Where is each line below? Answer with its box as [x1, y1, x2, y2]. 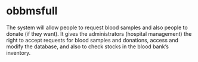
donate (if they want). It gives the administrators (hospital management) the [6, 30, 192, 37]
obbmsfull [6, 4, 58, 18]
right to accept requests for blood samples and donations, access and [6, 36, 179, 44]
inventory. [6, 49, 31, 56]
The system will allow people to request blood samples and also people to [6, 24, 188, 31]
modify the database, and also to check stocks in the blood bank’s [6, 43, 169, 50]
